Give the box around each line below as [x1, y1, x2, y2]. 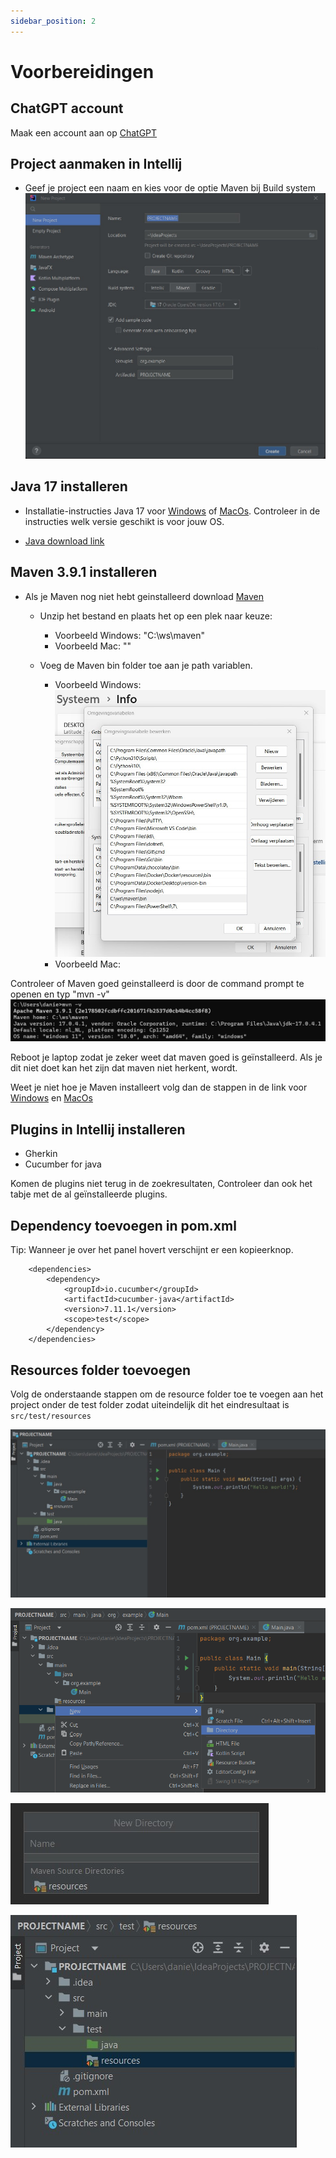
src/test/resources [10, 1411, 92, 1421]
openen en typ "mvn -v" [10, 988, 110, 1000]
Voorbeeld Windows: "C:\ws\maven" [54, 629, 206, 641]
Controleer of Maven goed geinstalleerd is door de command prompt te [10, 977, 305, 989]
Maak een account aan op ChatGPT [10, 126, 158, 139]
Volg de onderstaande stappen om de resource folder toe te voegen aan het [10, 1388, 324, 1400]
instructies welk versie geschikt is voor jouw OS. [24, 515, 225, 527]
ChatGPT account [10, 100, 124, 117]
